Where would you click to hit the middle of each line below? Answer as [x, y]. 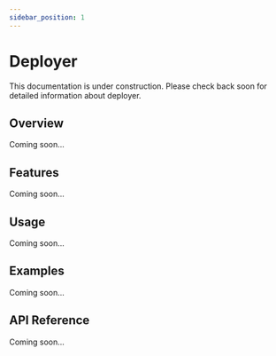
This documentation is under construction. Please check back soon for [138, 86]
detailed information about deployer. [75, 95]
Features [34, 173]
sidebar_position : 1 [47, 17]
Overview [37, 123]
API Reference [50, 320]
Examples [37, 271]
